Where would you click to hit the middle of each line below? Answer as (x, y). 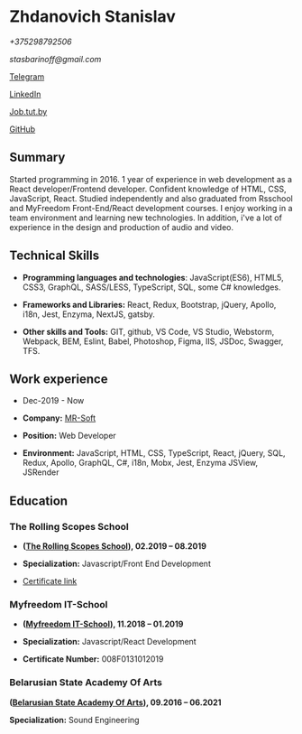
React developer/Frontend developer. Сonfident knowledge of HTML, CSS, (148, 189)
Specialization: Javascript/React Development (109, 642)
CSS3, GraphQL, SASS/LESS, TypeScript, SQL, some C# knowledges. (151, 287)
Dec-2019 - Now (53, 401)
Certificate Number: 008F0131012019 (93, 659)
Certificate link (50, 581)
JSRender (41, 472)
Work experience (59, 379)
